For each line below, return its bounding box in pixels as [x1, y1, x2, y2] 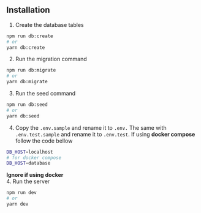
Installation [6, 5, 50, 15]
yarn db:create [6, 44, 45, 51]
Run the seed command [15, 90, 76, 97]
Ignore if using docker [6, 171, 64, 179]
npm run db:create [6, 33, 53, 39]
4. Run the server [6, 177, 50, 185]
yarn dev [6, 201, 29, 207]
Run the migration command [15, 55, 87, 63]
